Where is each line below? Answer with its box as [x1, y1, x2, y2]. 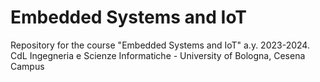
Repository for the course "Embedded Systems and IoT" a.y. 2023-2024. [10, 39, 310, 51]
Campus [10, 60, 45, 72]
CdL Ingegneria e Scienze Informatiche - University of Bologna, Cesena [10, 49, 306, 61]
